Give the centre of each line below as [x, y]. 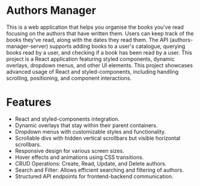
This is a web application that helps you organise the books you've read [95, 27]
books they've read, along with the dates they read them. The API [87, 40]
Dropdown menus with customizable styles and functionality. [90, 131]
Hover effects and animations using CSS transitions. [79, 157]
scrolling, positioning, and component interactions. [69, 78]
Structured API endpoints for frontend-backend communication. [94, 176]
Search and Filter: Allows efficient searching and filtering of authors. [99, 170]
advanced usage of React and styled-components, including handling [92, 71]
